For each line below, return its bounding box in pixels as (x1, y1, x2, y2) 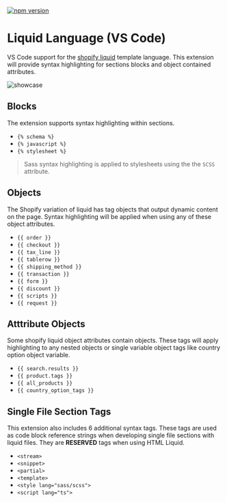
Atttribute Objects (7, 318, 85, 330)
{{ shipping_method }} (16, 263, 82, 270)
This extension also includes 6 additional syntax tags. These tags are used (7, 424, 217, 433)
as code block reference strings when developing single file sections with (7, 431, 215, 439)
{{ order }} (16, 234, 51, 241)
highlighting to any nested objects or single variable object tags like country (7, 344, 221, 352)
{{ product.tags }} (16, 373, 73, 380)
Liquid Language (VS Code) (7, 31, 166, 46)
